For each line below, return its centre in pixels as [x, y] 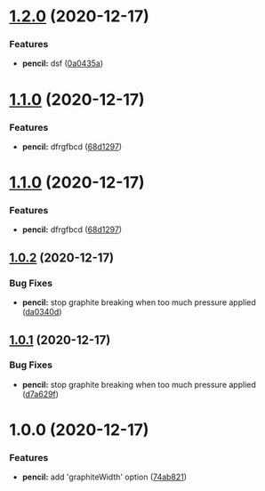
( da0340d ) [42, 312]
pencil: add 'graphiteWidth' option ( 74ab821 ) [104, 477]
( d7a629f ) [40, 394]
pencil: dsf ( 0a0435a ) [63, 63]
